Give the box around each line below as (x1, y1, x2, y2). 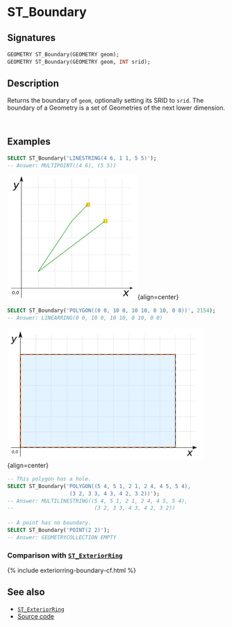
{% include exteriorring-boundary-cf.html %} (7, 567, 137, 575)
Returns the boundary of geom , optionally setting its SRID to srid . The (7, 96, 204, 104)
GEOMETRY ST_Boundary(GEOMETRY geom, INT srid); (7, 58, 151, 65)
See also (7, 586, 45, 598)
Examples (7, 135, 51, 147)
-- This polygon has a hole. (7, 475, 92, 483)
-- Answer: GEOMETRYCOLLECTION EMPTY (7, 534, 117, 541)
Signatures (7, 32, 56, 44)
